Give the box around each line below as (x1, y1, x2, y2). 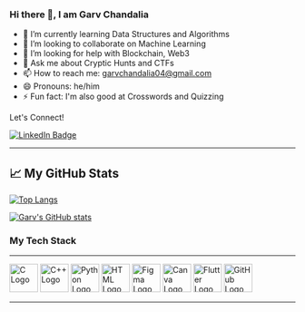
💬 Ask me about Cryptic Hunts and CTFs (22, 58, 174, 69)
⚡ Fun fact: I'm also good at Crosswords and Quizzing (22, 91, 224, 102)
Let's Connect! (9, 112, 65, 123)
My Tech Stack (9, 235, 77, 248)
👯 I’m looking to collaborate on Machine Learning (22, 38, 206, 49)
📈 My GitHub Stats (9, 165, 120, 180)
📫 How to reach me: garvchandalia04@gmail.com (22, 68, 212, 79)
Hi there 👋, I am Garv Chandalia (9, 8, 150, 21)
